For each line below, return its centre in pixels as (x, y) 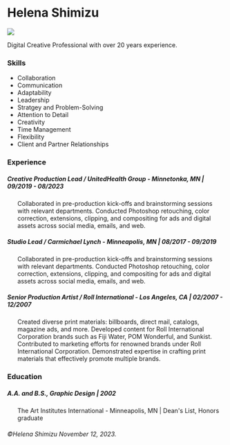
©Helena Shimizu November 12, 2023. (62, 434)
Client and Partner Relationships (63, 144)
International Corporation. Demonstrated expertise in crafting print (111, 351)
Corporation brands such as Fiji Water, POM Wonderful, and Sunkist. (115, 337)
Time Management (44, 130)
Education (25, 376)
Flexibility (31, 137)
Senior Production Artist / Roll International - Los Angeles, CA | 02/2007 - (115, 297)
